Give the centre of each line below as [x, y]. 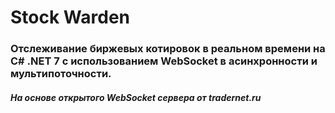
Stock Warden [70, 17]
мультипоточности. [61, 74]
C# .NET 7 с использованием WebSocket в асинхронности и [164, 61]
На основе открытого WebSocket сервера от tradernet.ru [136, 97]
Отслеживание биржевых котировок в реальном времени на [168, 49]
